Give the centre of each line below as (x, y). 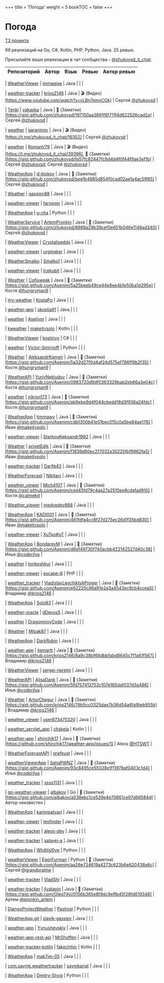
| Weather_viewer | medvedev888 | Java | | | (50, 505)
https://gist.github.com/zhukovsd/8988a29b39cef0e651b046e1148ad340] (82, 227)
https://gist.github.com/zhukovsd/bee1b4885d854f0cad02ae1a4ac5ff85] (80, 179)
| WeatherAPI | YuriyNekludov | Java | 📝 (45, 377)
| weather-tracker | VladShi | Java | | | (43, 879)
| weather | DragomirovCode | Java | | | (45, 622)
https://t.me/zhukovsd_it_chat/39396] (45, 153)
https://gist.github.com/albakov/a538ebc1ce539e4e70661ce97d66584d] (80, 797)
